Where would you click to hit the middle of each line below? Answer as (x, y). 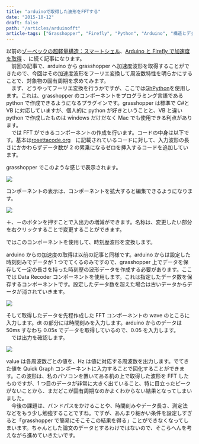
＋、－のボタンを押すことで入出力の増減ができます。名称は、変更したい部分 (99, 222)
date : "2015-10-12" (30, 17)
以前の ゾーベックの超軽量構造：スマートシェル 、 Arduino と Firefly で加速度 (98, 52)
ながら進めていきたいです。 (45, 435)
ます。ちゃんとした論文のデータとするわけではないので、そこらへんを (102, 428)
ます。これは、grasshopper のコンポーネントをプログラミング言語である (95, 96)
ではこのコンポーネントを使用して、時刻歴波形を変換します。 (81, 242)
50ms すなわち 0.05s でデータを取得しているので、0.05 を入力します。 (93, 330)
